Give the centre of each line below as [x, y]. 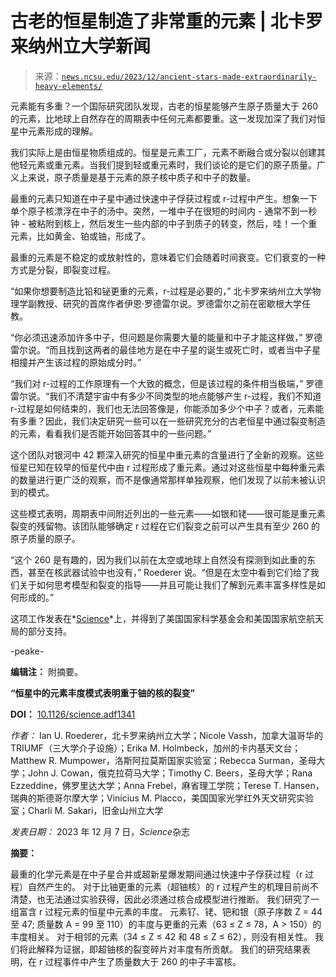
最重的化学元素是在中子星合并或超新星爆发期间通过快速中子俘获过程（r [156, 874]
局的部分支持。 [41, 631]
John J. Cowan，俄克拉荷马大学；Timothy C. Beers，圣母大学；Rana [170, 773]
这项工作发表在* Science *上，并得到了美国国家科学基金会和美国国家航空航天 [167, 618]
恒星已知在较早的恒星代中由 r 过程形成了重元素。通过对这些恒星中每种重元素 [168, 467]
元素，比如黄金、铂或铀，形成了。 [80, 236]
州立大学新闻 [98, 46]
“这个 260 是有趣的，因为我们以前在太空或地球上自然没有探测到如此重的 [159, 559]
